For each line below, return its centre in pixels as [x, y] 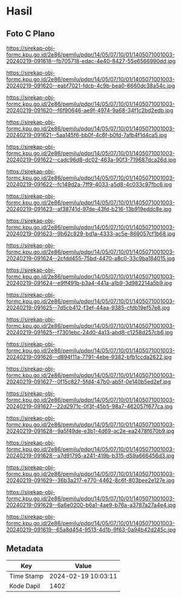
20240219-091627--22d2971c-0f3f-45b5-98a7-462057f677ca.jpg [89, 406]
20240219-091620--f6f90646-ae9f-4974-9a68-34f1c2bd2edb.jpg [90, 110]
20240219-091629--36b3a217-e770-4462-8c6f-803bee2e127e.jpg [90, 480]
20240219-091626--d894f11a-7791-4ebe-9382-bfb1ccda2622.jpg [89, 357]
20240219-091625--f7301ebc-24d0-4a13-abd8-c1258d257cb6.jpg [90, 332]
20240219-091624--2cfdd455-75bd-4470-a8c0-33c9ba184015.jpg [91, 258]
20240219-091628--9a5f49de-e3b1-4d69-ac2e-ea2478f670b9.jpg [90, 431]
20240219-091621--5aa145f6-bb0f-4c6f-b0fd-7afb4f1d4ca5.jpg [87, 135]
